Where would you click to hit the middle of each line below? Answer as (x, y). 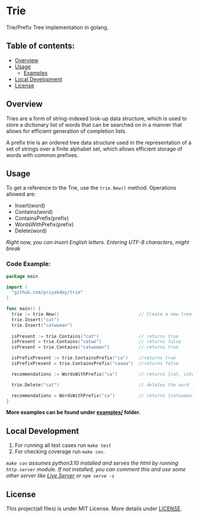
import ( (17, 287)
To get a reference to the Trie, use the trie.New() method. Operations (91, 188)
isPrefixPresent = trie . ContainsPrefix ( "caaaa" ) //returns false (95, 364)
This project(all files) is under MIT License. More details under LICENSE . (94, 509)
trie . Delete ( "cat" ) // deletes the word (100, 385)
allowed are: (21, 194)
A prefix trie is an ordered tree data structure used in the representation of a (99, 142)
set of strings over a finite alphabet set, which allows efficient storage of (94, 149)
